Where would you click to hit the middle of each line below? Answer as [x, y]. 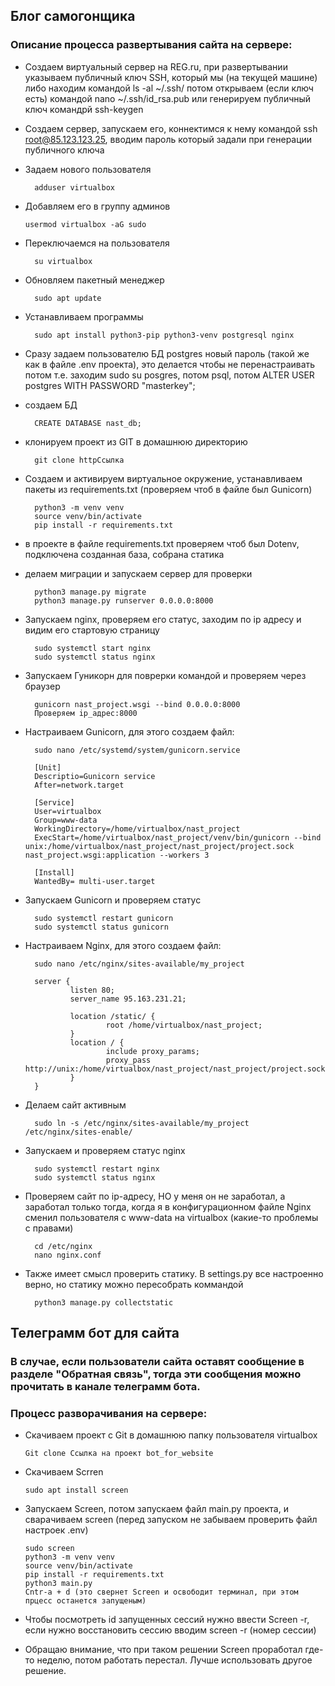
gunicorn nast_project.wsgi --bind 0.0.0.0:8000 [137, 704]
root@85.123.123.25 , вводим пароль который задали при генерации [168, 139]
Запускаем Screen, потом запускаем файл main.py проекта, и [156, 1509]
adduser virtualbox [74, 187]
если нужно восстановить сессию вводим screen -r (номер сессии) [170, 1630]
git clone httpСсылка [79, 460]
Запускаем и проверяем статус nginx [105, 1150]
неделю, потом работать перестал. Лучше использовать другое [174, 1660]
